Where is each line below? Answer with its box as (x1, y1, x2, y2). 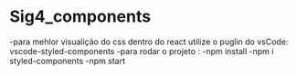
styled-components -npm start (9, 55, 126, 66)
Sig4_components (9, 6, 152, 27)
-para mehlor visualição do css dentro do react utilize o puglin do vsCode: (9, 36, 289, 47)
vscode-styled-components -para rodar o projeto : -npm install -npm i (9, 45, 274, 56)
